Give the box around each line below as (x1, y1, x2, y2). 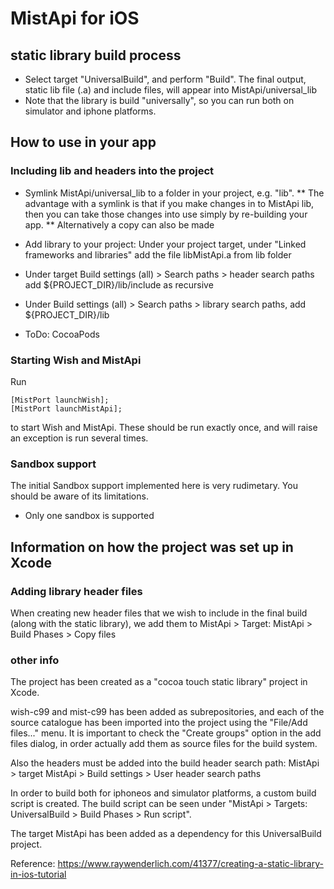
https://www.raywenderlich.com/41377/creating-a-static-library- (57, 858, 324, 870)
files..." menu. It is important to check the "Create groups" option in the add (10, 727, 322, 739)
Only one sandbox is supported (24, 510, 155, 522)
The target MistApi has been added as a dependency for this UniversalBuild (10, 828, 322, 840)
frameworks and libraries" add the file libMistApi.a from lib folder (24, 248, 292, 261)
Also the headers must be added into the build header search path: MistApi (10, 757, 320, 769)
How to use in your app (10, 134, 157, 151)
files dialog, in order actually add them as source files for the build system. (10, 738, 318, 750)
